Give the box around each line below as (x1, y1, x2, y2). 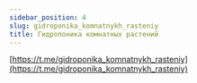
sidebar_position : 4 (9, 12, 87, 22)
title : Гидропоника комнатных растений (9, 29, 159, 38)
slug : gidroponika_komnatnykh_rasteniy (9, 21, 159, 30)
